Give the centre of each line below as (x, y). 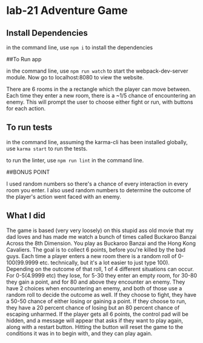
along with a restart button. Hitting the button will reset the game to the (95, 327)
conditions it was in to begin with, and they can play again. (79, 333)
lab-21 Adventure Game (67, 11)
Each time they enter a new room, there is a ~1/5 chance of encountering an (101, 95)
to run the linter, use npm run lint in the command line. (75, 160)
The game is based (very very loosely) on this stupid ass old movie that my (100, 230)
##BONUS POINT (28, 172)
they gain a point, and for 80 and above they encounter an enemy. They (96, 282)
